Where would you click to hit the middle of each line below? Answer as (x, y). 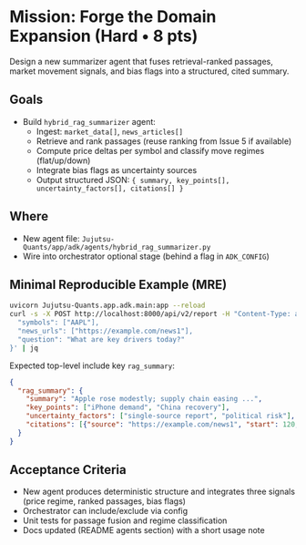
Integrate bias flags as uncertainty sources (117, 170)
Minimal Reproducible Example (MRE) (118, 284)
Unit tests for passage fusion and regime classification (125, 520)
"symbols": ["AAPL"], (59, 323)
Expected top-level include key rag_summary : (92, 365)
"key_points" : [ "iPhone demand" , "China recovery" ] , (128, 407)
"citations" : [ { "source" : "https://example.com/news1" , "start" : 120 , (163, 425)
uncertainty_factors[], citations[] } (110, 189)
